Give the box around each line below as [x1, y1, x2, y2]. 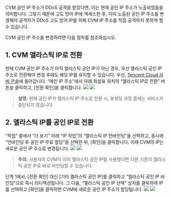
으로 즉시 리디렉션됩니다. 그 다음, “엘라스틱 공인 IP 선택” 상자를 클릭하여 [15, 180, 158, 186]
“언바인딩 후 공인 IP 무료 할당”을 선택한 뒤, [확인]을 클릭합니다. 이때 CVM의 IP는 [5, 139, 164, 145]
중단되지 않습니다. [17, 102, 54, 108]
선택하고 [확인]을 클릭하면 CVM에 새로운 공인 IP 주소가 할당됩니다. [10, 186, 143, 192]
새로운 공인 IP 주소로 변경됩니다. [5, 145, 69, 152]
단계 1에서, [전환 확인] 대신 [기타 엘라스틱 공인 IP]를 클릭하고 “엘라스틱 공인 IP [5, 173, 160, 180]
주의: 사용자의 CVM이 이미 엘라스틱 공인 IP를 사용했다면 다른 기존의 [17, 156, 153, 162]
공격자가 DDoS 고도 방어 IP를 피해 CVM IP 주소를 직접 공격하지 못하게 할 [18, 17, 163, 23]
